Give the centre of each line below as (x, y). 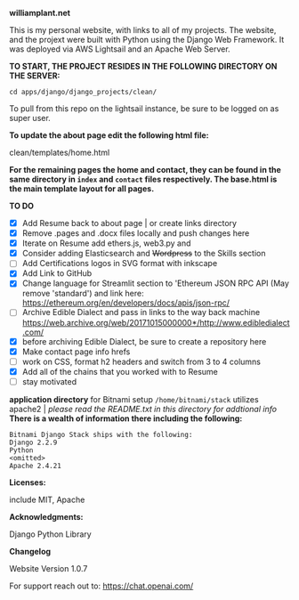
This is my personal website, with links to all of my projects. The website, (143, 30)
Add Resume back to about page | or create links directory (129, 223)
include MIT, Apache (47, 499)
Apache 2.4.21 (36, 466)
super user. (30, 118)
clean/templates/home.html (60, 152)
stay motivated (49, 381)
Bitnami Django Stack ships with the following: (101, 434)
